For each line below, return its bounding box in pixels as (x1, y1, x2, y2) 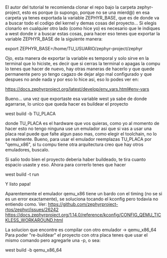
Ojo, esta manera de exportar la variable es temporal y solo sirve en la (5, 55, 149, 61)
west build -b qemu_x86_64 (5, 247, 62, 253)
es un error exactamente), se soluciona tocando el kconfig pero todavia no (5, 196, 159, 202)
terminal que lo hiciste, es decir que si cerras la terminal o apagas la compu (5, 61, 161, 66)
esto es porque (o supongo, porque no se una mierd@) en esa (22, 9, 150, 15)
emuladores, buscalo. (5, 147, 50, 152)
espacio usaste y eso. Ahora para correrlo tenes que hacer (5, 162, 126, 167)
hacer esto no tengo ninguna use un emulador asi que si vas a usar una (5, 126, 152, 131)
